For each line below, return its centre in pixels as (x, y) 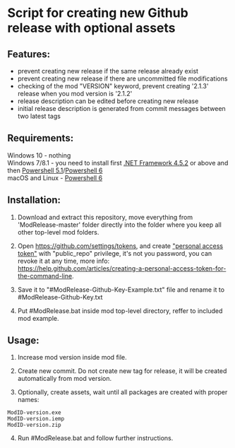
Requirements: (41, 138)
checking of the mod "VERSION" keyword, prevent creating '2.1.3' (113, 86)
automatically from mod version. (65, 379)
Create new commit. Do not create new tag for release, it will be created (122, 371)
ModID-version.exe (34, 413)
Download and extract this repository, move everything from (105, 217)
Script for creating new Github (98, 13)
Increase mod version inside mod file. (72, 358)
